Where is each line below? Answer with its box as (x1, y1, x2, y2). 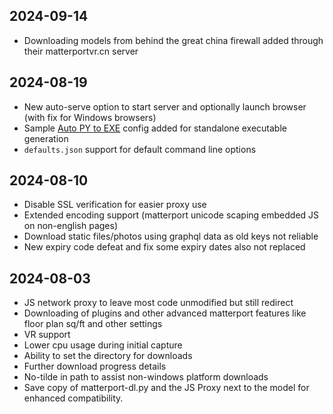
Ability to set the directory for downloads (23, 350, 193, 362)
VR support (23, 329, 71, 341)
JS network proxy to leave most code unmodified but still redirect (23, 297, 294, 309)
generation (23, 132, 69, 144)
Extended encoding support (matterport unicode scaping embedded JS (23, 209, 320, 221)
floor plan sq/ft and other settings (23, 318, 163, 330)
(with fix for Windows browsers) (23, 111, 157, 123)
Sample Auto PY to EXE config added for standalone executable (23, 122, 287, 134)
